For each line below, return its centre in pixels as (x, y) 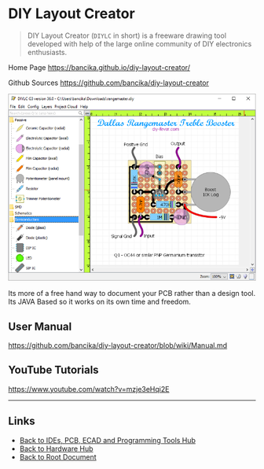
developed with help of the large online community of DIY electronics (139, 43)
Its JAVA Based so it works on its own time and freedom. (99, 302)
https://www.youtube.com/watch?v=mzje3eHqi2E (89, 389)
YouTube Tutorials (54, 370)
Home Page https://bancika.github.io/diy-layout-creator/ (99, 67)
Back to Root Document (58, 456)
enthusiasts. (47, 52)
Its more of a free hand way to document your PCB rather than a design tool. (132, 294)
